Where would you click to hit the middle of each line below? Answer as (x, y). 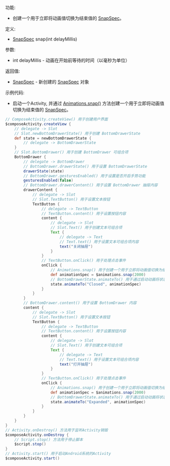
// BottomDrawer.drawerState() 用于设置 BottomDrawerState (86, 166)
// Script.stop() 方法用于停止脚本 (49, 440)
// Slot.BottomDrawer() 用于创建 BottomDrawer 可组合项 (71, 152)
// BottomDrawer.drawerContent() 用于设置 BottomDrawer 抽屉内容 (91, 185)
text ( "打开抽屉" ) (76, 364)
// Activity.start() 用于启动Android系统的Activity (58, 454)
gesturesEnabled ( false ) (48, 181)
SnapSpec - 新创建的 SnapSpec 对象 (51, 82)
